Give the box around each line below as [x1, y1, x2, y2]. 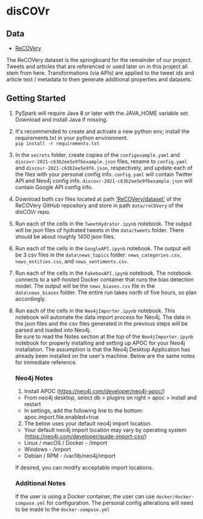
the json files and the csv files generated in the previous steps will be [15, 320, 188, 327]
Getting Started [6, 93, 66, 104]
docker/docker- [156, 494, 195, 500]
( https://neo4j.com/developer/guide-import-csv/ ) [24, 433, 147, 440]
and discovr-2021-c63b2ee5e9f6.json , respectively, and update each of [15, 164, 193, 171]
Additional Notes [15, 479, 66, 487]
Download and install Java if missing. [15, 115, 108, 123]
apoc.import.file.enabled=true [24, 413, 99, 421]
